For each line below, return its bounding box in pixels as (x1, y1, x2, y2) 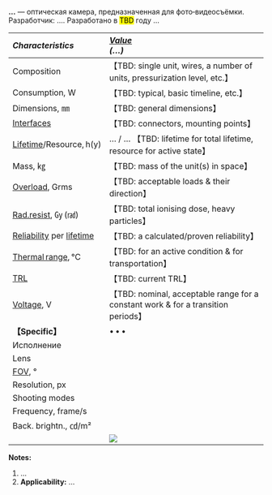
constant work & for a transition (108, 299, 229, 310)
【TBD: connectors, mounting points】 (108, 118, 256, 129)
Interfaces (12, 118, 51, 128)
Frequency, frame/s (12, 406, 87, 416)
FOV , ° (12, 366, 38, 377)
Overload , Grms (12, 182, 73, 192)
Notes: (8, 453, 32, 462)
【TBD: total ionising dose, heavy (108, 203, 236, 214)
